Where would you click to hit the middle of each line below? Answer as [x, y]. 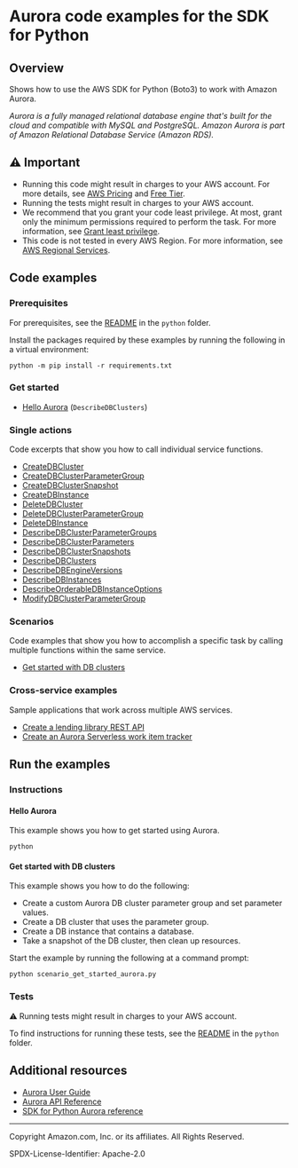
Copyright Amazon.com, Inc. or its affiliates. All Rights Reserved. [127, 1136]
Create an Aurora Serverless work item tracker [107, 736]
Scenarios [32, 621]
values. [35, 912]
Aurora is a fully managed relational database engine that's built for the [141, 116]
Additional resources [68, 1071]
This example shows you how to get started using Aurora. [114, 831]
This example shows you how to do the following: [99, 886]
